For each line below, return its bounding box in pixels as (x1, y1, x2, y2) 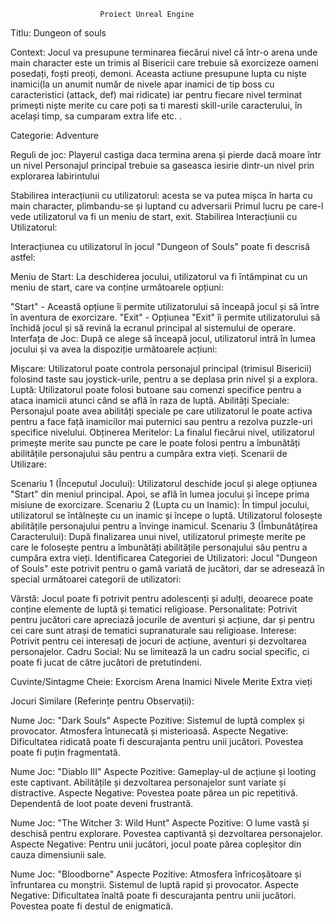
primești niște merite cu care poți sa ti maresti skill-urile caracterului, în (10, 100, 303, 111)
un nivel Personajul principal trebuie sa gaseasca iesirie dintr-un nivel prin (10, 160, 315, 171)
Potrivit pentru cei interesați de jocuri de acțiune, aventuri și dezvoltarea (10, 635, 307, 647)
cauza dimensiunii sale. (10, 849, 107, 860)
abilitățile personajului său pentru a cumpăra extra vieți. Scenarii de (10, 448, 288, 459)
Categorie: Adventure (10, 130, 99, 141)
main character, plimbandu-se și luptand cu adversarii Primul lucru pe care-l (10, 200, 324, 212)
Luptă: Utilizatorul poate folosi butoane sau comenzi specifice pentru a (10, 384, 302, 395)
